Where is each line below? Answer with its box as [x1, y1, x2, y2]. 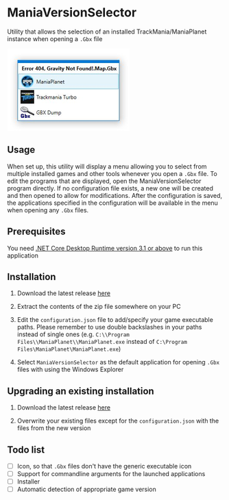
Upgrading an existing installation [7, 385, 154, 397]
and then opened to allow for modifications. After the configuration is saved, [7, 191, 223, 199]
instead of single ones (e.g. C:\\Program [16, 330, 130, 338]
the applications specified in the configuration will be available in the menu [7, 199, 218, 207]
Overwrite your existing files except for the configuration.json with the [16, 416, 219, 425]
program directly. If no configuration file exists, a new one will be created [7, 184, 214, 192]
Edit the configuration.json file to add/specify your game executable [16, 316, 214, 324]
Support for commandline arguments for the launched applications [16, 470, 206, 478]
